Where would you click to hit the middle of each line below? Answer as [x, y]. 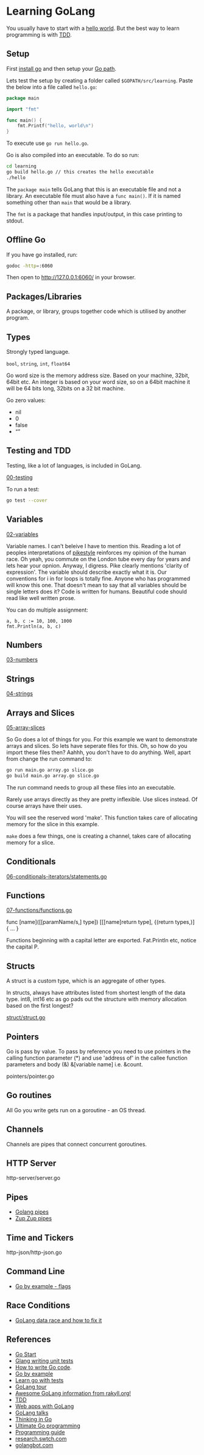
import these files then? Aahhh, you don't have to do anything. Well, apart [99, 752]
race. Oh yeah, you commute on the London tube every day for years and [98, 559]
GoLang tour [31, 1387]
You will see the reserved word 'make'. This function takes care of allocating [102, 818]
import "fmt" [23, 109]
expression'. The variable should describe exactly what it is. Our [86, 572]
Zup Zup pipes [33, 1219]
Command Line [36, 1271]
